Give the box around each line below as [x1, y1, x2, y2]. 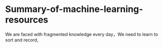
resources [5, 14, 48, 25]
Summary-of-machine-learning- [5, 3, 143, 15]
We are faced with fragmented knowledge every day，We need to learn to [5, 31, 158, 37]
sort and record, [5, 36, 38, 43]
